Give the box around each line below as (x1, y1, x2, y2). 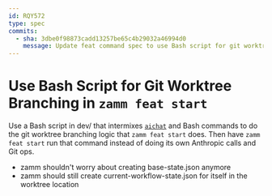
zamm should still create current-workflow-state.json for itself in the (19, 171, 249, 181)
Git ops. (8, 147, 35, 156)
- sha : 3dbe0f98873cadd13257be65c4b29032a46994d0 (15, 34, 186, 43)
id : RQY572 (8, 11, 45, 20)
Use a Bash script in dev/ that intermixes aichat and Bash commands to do (8, 121, 258, 130)
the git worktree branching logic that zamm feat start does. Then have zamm (8, 130, 261, 139)
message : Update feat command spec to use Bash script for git (23, 42, 241, 50)
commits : (8, 27, 38, 35)
